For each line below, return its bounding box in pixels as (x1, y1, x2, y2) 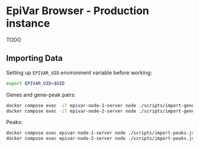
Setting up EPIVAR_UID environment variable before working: (6, 69, 152, 76)
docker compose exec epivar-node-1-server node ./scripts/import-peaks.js (6, 130, 195, 136)
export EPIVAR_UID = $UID (6, 80, 65, 86)
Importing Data (6, 53, 63, 63)
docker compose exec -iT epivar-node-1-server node (6, 102, 136, 109)
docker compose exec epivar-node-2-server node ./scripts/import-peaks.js (6, 136, 195, 142)
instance (6, 17, 50, 30)
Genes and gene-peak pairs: (6, 91, 76, 98)
